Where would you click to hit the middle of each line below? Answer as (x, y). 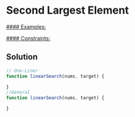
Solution (22, 57)
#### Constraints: (28, 38)
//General (18, 93)
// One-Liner (22, 71)
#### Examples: (26, 27)
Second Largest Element (67, 10)
